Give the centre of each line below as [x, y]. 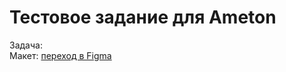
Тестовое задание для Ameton [143, 17]
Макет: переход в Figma [60, 55]
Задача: [26, 45]
